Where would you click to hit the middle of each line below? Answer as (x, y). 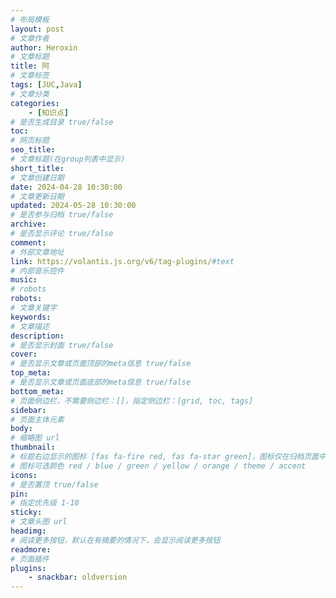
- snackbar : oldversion (78, 577)
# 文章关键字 (33, 308)
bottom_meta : (37, 391)
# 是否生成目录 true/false (62, 122)
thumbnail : (33, 447)
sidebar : (28, 410)
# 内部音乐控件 (37, 271)
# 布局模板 (30, 19)
